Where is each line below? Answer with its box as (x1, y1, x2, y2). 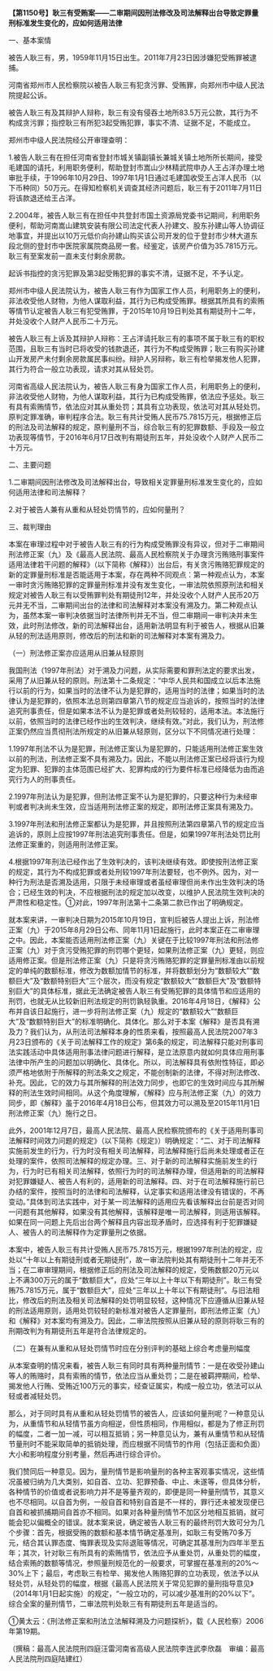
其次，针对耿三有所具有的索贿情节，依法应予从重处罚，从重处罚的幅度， (22, 1548, 265, 1558)
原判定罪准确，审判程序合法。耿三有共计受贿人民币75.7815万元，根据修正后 (8, 412, 262, 422)
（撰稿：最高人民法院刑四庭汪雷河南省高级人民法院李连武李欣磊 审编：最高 (8, 1644, 265, 1653)
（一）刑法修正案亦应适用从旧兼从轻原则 (8, 648, 144, 658)
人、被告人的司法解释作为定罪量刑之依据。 (8, 1227, 151, 1237)
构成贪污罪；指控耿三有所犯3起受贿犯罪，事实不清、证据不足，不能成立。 (8, 118, 255, 127)
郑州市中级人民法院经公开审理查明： (8, 135, 130, 145)
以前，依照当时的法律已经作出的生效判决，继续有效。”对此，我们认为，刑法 (8, 717, 258, 726)
